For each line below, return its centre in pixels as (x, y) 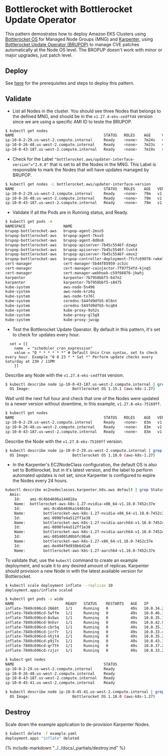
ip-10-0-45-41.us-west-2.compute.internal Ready (60, 683)
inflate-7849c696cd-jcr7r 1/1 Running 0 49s (71, 632)
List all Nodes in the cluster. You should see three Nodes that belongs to (87, 111)
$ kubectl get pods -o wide (34, 599)
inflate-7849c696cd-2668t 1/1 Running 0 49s (71, 608)
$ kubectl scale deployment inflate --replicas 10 (59, 585)
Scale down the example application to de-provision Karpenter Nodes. (77, 724)
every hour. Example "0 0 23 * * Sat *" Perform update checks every (79, 357)
